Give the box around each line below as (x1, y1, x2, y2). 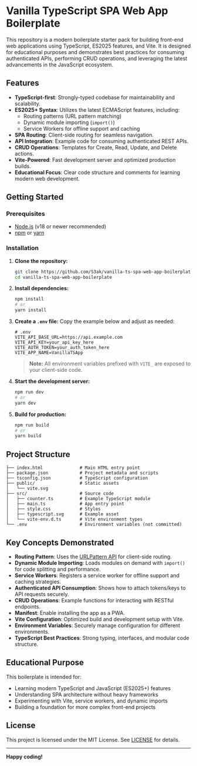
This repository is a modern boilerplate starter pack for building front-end (6, 36, 184, 43)
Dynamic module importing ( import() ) (23, 119, 116, 126)
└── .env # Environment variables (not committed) (6, 522, 182, 528)
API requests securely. (14, 590, 69, 598)
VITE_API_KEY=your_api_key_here (14, 339, 94, 345)
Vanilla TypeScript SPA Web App (6, 4, 168, 18)
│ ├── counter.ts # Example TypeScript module (6, 496, 151, 502)
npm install (14, 296, 44, 302)
